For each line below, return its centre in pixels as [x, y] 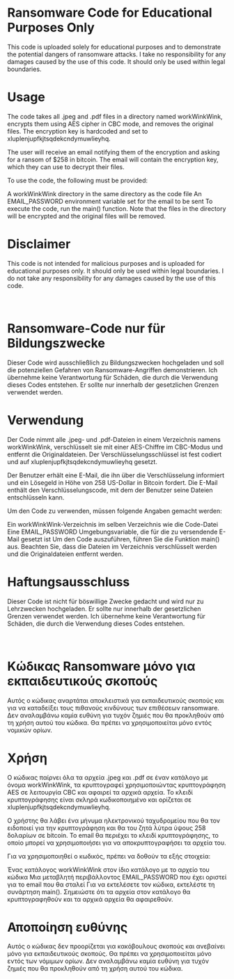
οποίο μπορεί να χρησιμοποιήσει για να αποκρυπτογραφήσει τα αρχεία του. [117, 843]
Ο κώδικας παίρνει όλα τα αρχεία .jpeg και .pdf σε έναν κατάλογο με [108, 777]
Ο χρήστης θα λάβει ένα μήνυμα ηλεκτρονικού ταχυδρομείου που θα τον [114, 820]
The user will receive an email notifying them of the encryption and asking [114, 152]
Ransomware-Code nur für [86, 328]
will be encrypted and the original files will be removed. [86, 216]
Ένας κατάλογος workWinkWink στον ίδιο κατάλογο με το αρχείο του [109, 869]
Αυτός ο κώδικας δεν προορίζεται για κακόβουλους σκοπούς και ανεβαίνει [116, 946]
